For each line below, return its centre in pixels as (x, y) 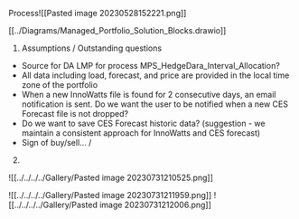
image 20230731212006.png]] (155, 205)
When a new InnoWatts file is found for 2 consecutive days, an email (149, 95)
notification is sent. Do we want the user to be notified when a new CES (154, 104)
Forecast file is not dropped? (75, 114)
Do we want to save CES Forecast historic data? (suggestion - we (143, 123)
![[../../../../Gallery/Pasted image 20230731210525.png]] (111, 177)
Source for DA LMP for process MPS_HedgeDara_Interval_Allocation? (151, 66)
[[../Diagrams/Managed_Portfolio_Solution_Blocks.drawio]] (117, 30)
